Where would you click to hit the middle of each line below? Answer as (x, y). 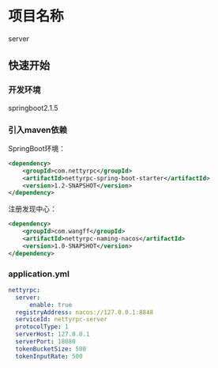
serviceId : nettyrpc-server (62, 320)
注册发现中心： (32, 209)
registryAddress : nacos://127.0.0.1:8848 (85, 312)
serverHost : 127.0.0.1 (53, 334)
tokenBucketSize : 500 (51, 349)
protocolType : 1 (42, 327)
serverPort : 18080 (46, 342)
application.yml (39, 274)
